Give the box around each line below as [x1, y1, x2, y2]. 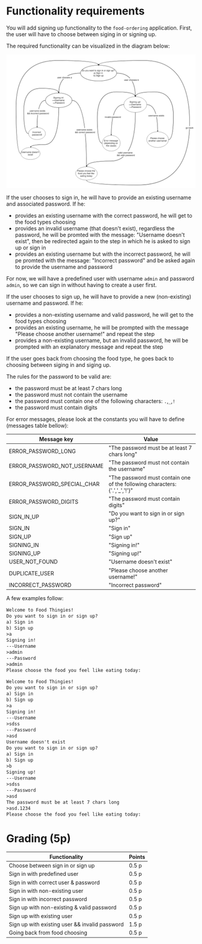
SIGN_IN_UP [8, 513, 40, 520]
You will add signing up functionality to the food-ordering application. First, [6, 24, 192, 31]
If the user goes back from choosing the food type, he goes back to [6, 355, 174, 363]
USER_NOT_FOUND [8, 558, 58, 565]
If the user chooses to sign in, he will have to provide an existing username [6, 194, 191, 201]
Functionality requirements [6, 4, 145, 18]
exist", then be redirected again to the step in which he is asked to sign [14, 238, 191, 245]
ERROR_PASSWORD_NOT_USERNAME [8, 462, 104, 469]
